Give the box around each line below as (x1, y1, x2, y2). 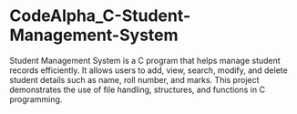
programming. (9, 93, 63, 105)
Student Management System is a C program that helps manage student (9, 55, 281, 66)
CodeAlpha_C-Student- (9, 5, 191, 26)
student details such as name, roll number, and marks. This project (9, 74, 260, 85)
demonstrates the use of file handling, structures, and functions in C (9, 84, 266, 95)
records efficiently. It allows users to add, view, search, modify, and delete (9, 65, 289, 76)
